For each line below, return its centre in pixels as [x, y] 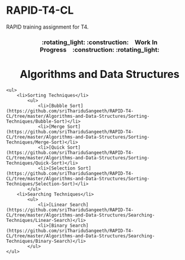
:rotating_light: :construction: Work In [100, 42]
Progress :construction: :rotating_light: [100, 49]
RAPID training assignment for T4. [47, 27]
